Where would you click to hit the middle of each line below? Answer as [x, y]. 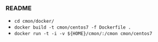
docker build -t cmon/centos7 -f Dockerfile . [72, 27]
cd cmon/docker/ [34, 22]
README [19, 8]
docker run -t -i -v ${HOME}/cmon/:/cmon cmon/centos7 [83, 34]
